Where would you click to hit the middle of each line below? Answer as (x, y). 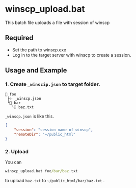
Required (19, 38)
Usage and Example (36, 70)
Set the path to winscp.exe (39, 49)
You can (14, 162)
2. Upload (17, 151)
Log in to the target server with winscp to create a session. (72, 55)
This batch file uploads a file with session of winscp (57, 23)
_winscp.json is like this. (29, 117)
